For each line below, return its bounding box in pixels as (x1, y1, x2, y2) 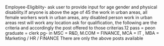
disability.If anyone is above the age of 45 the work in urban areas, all (5, 9, 148, 15)
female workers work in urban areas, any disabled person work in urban (5, 15, 153, 20)
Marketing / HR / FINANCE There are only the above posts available (5, 35, 143, 41)
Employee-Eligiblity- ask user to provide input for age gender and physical (5, 4, 158, 10)
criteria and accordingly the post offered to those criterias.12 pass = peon (5, 25, 156, 31)
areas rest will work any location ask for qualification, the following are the (5, 20, 158, 25)
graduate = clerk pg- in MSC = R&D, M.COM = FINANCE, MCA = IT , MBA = (5, 30, 160, 36)
